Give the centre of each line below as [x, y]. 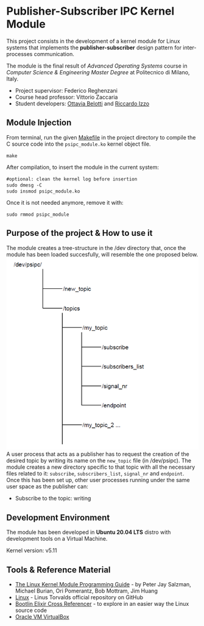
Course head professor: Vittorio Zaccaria [66, 97]
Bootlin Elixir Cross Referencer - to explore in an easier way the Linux [102, 603]
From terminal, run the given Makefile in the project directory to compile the [101, 137]
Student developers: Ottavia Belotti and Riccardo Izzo [82, 103]
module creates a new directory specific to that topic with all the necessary [101, 467]
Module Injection [39, 123]
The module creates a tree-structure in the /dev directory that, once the [96, 247]
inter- [189, 48]
